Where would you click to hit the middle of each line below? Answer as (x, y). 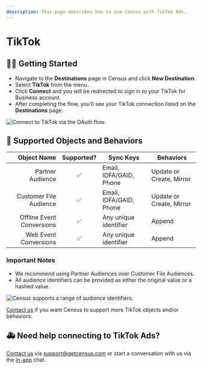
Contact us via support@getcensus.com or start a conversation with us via (99, 353)
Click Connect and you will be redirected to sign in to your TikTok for (100, 91)
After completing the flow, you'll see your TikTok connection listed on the (105, 104)
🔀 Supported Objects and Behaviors (75, 141)
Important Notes (31, 261)
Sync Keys (124, 158)
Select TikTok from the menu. (52, 84)
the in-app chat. (26, 359)
